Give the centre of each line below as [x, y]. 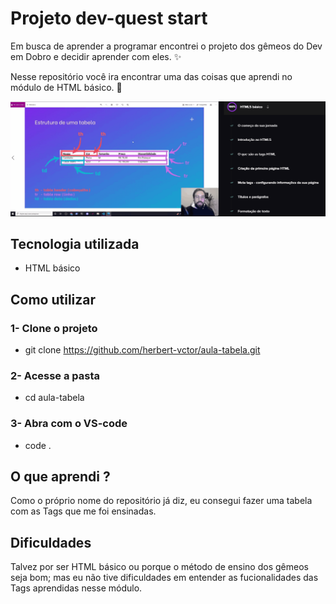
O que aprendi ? [60, 476]
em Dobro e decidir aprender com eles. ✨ [96, 56]
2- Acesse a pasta [55, 375]
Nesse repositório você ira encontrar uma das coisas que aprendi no [151, 76]
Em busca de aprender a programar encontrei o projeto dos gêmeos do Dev [166, 46]
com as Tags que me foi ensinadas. [83, 511]
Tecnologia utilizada [75, 243]
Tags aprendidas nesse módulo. [76, 588]
